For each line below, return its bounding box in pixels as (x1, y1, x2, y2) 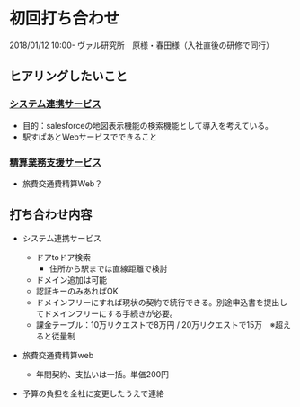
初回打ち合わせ (9, 8, 120, 29)
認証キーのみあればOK (35, 285, 119, 296)
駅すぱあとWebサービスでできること (22, 131, 158, 142)
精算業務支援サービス (9, 156, 101, 168)
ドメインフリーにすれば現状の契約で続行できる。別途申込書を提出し (35, 296, 288, 307)
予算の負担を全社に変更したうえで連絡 (22, 388, 164, 399)
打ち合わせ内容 (9, 207, 93, 222)
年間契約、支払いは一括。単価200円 (35, 368, 169, 379)
